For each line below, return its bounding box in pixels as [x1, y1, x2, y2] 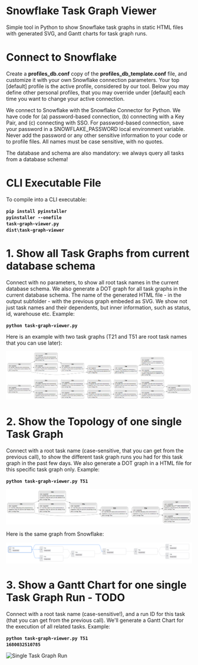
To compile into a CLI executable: [6, 196, 87, 203]
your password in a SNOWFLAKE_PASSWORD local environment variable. [6, 125, 185, 132]
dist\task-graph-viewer [6, 227, 65, 233]
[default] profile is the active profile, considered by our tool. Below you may [6, 83, 190, 90]
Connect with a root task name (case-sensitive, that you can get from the [6, 447, 184, 454]
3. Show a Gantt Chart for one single [6, 578, 187, 592]
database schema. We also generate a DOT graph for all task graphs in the [6, 285, 187, 292]
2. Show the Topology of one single [6, 415, 182, 428]
